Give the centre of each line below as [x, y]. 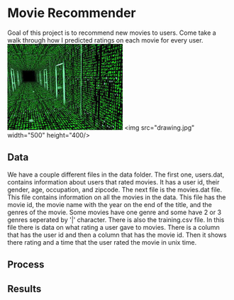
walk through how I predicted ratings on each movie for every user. [105, 40]
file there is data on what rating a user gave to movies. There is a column [113, 227]
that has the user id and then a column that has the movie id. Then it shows [117, 235]
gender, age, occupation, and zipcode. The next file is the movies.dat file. [115, 189]
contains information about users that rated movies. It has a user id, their [113, 182]
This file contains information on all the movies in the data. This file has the [117, 197]
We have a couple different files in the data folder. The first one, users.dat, [116, 174]
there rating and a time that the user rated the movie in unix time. [102, 242]
